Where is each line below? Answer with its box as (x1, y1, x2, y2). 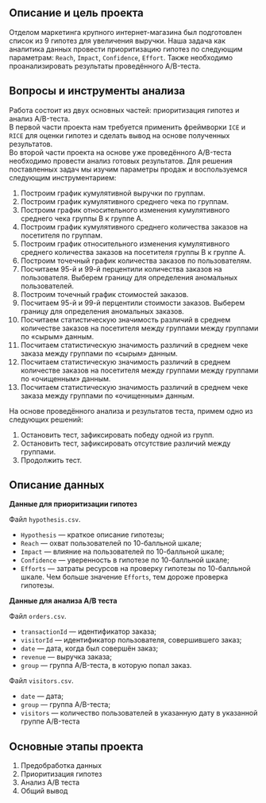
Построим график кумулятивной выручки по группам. (20, 188, 206, 198)
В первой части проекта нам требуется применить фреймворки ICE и (9, 122, 245, 132)
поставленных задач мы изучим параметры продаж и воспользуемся (9, 164, 248, 174)
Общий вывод (20, 786, 68, 796)
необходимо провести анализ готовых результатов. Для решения (9, 156, 233, 165)
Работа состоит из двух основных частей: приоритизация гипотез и (9, 105, 240, 114)
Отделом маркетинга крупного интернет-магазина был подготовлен (9, 27, 242, 37)
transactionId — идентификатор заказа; (20, 627, 157, 636)
